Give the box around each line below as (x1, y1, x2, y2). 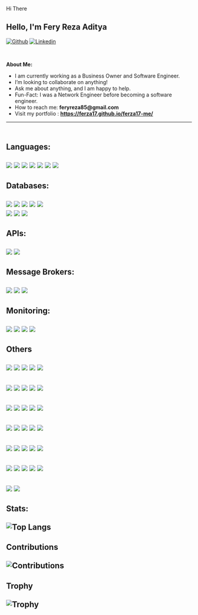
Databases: (6, 181, 49, 191)
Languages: (6, 142, 51, 152)
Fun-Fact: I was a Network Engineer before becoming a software (14, 91, 172, 98)
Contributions (6, 542, 58, 552)
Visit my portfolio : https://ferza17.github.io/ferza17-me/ (14, 110, 153, 117)
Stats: (6, 503, 29, 514)
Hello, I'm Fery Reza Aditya (6, 22, 107, 32)
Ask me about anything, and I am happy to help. (14, 85, 131, 92)
